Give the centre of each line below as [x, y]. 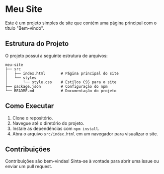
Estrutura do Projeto [37, 44]
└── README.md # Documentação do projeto [61, 91]
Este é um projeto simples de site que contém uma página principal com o [81, 23]
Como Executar [30, 106]
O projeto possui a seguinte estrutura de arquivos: [56, 56]
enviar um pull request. [29, 167]
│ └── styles [21, 78]
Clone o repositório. [33, 118]
